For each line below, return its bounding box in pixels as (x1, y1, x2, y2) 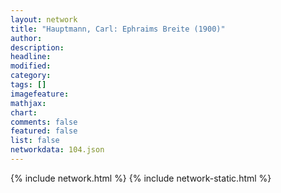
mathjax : (10, 98, 47, 108)
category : (10, 71, 52, 81)
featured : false (10, 126, 78, 136)
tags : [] (10, 80, 47, 90)
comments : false (10, 117, 78, 127)
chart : (10, 107, 38, 118)
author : (10, 33, 43, 43)
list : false (10, 136, 60, 146)
